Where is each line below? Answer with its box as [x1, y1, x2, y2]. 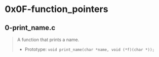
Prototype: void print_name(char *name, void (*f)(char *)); [24, 46, 155, 52]
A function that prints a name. [17, 36, 79, 42]
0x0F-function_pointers [5, 3, 108, 15]
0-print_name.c [5, 23, 56, 32]
